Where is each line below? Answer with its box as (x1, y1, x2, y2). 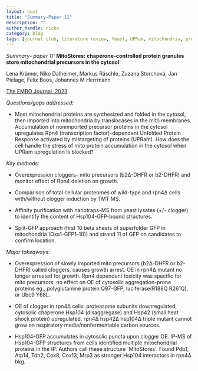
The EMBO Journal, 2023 (6, 88, 68, 95)
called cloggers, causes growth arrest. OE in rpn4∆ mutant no (32, 266, 183, 273)
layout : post (6, 8, 38, 15)
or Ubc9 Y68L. (14, 291, 51, 298)
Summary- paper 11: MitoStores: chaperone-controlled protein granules (6, 53, 184, 59)
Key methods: (6, 160, 40, 167)
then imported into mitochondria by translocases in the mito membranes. (14, 117, 192, 124)
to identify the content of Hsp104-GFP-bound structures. (14, 213, 153, 220)
